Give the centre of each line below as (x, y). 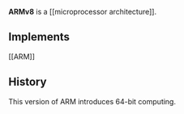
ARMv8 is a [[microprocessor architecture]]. (82, 12)
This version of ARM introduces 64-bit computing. (92, 101)
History (28, 82)
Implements (39, 37)
